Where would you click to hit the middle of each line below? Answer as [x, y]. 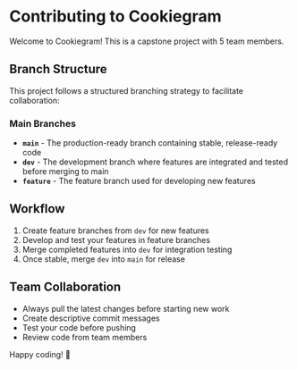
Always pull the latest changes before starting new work [126, 308]
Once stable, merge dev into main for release [104, 259]
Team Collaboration [65, 287]
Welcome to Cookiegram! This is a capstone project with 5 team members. [147, 41]
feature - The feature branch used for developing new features [139, 181]
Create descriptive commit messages [91, 318]
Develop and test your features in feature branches [116, 239]
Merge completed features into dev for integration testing [127, 249]
